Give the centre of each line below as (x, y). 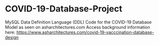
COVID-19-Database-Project (64, 9)
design (12, 37)
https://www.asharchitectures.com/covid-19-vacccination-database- (85, 32)
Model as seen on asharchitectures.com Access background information (78, 27)
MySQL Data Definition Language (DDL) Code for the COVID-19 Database (78, 22)
